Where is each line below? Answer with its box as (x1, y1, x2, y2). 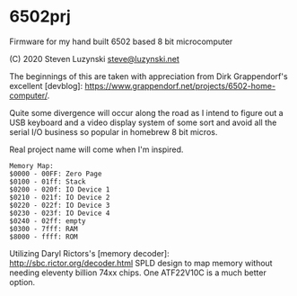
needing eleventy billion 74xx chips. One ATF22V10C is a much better (9, 267, 266, 278)
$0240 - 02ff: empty (9, 216, 87, 226)
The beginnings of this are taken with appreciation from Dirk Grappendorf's (9, 70, 289, 82)
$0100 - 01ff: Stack (9, 177, 87, 186)
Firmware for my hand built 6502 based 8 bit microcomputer (9, 36, 233, 47)
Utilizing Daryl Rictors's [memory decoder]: (9, 247, 170, 258)
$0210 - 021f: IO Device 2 (9, 193, 110, 202)
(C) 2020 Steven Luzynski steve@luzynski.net (9, 53, 179, 64)
